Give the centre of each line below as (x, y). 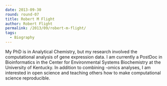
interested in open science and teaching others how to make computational (83, 73)
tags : (11, 33)
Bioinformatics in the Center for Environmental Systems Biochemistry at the (83, 62)
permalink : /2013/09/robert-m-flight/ (46, 28)
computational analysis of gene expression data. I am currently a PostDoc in (84, 57)
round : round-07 (22, 14)
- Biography (22, 38)
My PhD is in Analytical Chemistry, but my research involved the (71, 51)
